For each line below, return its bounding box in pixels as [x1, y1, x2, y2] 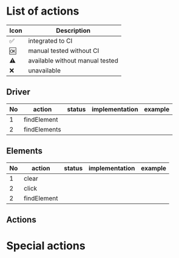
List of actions [6, 4, 79, 18]
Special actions [6, 239, 86, 253]
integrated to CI [28, 37, 73, 45]
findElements [24, 125, 62, 133]
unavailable [28, 66, 61, 74]
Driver [6, 87, 30, 97]
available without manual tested [28, 56, 118, 64]
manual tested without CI [28, 46, 100, 55]
